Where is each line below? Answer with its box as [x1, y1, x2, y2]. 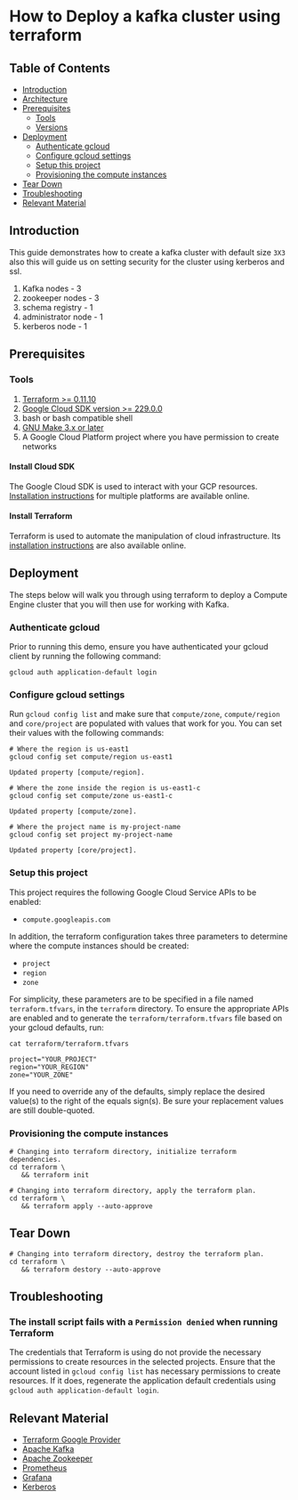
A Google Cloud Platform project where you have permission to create [21, 431, 279, 442]
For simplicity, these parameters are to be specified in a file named [9, 994, 254, 1004]
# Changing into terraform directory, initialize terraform [9, 1147, 238, 1156]
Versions [35, 122, 68, 133]
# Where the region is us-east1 [9, 745, 129, 754]
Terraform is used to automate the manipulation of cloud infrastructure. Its [9, 530, 281, 541]
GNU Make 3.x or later [21, 422, 104, 432]
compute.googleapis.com [21, 915, 111, 924]
